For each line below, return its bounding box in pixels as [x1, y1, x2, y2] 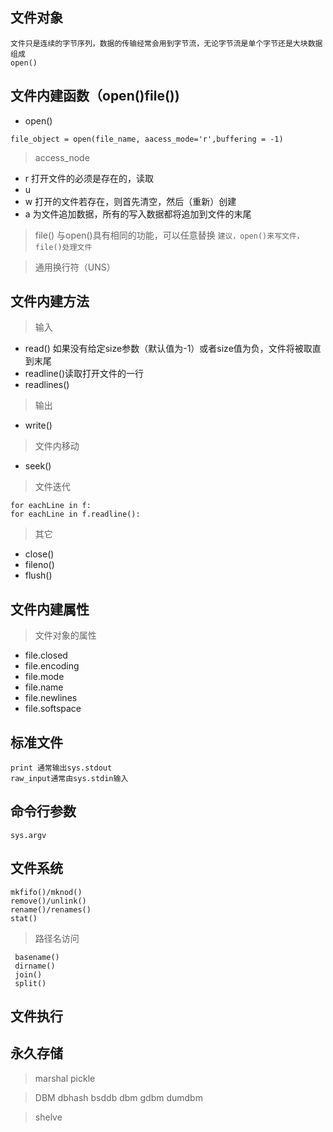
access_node [34, 151, 90, 163]
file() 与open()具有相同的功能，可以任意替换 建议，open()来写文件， [34, 229, 305, 241]
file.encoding [24, 660, 80, 672]
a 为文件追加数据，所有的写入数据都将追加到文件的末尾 [24, 208, 252, 220]
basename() [14, 952, 60, 962]
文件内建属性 [10, 601, 90, 618]
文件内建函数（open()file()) [10, 88, 180, 105]
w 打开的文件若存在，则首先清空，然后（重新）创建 [24, 195, 237, 207]
